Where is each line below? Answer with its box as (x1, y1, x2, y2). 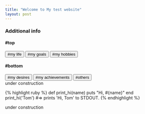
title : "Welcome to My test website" (5, 7, 82, 12)
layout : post (5, 12, 32, 17)
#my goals (27, 52, 46, 57)
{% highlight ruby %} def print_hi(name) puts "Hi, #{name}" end (5, 90, 134, 95)
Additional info (5, 28, 41, 35)
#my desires (7, 75, 30, 80)
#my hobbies (52, 52, 76, 57)
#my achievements (35, 75, 70, 80)
